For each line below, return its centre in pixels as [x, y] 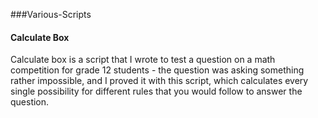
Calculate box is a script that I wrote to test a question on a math [143, 60]
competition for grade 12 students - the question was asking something [157, 70]
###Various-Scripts [51, 14]
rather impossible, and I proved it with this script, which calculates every [159, 81]
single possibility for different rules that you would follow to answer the [156, 91]
